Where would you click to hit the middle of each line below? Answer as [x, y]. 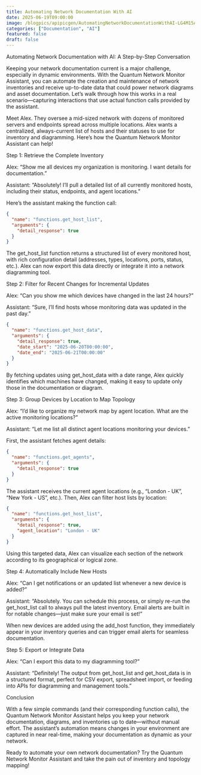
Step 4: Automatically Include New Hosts [57, 571]
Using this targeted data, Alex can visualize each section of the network [95, 553]
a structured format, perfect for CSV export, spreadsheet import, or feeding [99, 679]
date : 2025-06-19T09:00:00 [40, 17]
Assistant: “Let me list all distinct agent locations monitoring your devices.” [98, 429]
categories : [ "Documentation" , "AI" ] [53, 28]
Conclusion [20, 697]
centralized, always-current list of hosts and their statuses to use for [90, 131]
